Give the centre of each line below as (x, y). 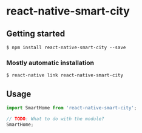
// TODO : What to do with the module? (55, 119)
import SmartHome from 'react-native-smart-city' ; (72, 108)
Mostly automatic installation (50, 63)
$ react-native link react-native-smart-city (65, 75)
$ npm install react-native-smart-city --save (66, 47)
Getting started (36, 34)
